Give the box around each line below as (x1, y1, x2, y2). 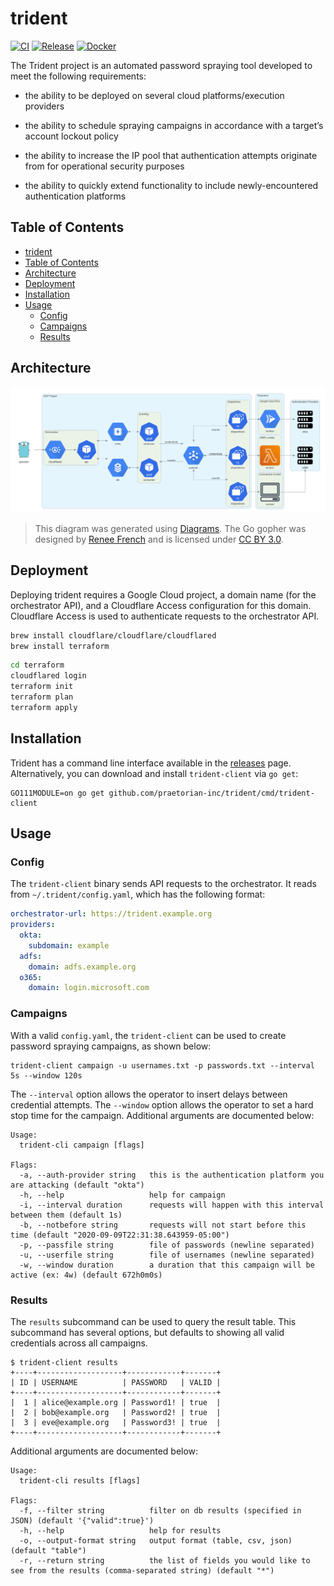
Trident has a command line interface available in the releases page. (10, 757, 292, 769)
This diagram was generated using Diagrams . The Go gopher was (34, 522, 307, 534)
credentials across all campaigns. (10, 1337, 148, 1349)
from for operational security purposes (24, 160, 185, 172)
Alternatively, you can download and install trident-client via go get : (10, 767, 299, 779)
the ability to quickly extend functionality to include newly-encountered (24, 179, 319, 191)
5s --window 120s (10, 1070, 83, 1081)
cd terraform (10, 660, 65, 671)
